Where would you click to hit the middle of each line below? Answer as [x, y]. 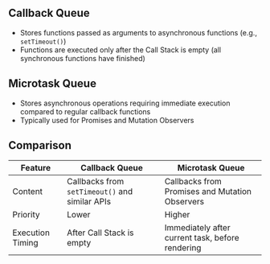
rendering [183, 248]
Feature [35, 168]
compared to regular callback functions [85, 111]
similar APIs [89, 202]
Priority [26, 215]
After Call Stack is [100, 233]
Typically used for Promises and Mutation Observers [107, 120]
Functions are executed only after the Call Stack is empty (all [121, 49]
